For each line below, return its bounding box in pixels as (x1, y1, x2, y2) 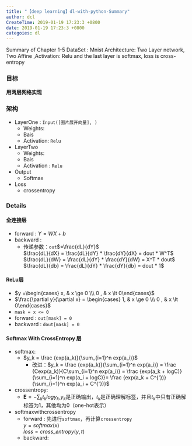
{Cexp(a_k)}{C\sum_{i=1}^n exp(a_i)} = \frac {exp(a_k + (32, 368, 166, 375)
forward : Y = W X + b (14, 230, 66, 237)
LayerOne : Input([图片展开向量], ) (14, 118, 97, 126)
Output (14, 168, 32, 175)
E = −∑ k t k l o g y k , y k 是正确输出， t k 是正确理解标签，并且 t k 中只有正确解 (23, 393, 187, 402)
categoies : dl (6, 30, 41, 36)
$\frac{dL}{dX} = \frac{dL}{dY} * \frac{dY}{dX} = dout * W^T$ (23, 250, 174, 257)
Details (6, 201, 27, 209)
